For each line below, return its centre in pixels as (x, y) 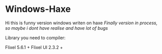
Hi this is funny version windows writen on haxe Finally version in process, (81, 23)
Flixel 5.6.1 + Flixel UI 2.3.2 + (34, 47)
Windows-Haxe (38, 9)
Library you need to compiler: (35, 38)
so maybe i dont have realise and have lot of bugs (57, 28)
